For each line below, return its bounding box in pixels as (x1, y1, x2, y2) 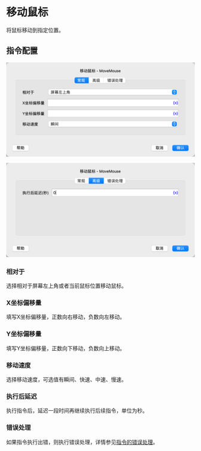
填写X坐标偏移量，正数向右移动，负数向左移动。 (6, 313, 126, 321)
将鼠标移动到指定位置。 (6, 26, 64, 34)
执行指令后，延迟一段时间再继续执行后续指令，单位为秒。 (6, 407, 148, 414)
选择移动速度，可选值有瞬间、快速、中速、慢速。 (6, 375, 127, 383)
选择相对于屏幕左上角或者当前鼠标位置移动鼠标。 (6, 282, 127, 290)
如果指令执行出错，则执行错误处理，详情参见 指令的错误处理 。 (6, 438, 159, 446)
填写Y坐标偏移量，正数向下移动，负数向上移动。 (6, 344, 126, 351)
